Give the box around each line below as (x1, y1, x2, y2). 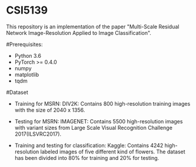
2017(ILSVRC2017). (14, 130, 62, 137)
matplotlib (14, 71, 39, 78)
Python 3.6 (14, 52, 41, 59)
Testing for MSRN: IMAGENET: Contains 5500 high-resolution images (14, 117, 183, 125)
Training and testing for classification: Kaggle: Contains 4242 (14, 142, 164, 149)
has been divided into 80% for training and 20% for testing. (14, 154, 160, 161)
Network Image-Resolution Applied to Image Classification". (6, 29, 152, 36)
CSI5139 (6, 4, 48, 17)
